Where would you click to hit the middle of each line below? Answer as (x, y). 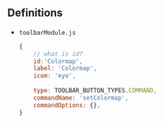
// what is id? (58, 54)
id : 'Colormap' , (58, 61)
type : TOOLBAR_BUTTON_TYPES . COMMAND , (95, 91)
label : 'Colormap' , (65, 69)
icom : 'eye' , (55, 76)
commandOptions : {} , (67, 105)
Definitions (35, 13)
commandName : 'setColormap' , (81, 98)
